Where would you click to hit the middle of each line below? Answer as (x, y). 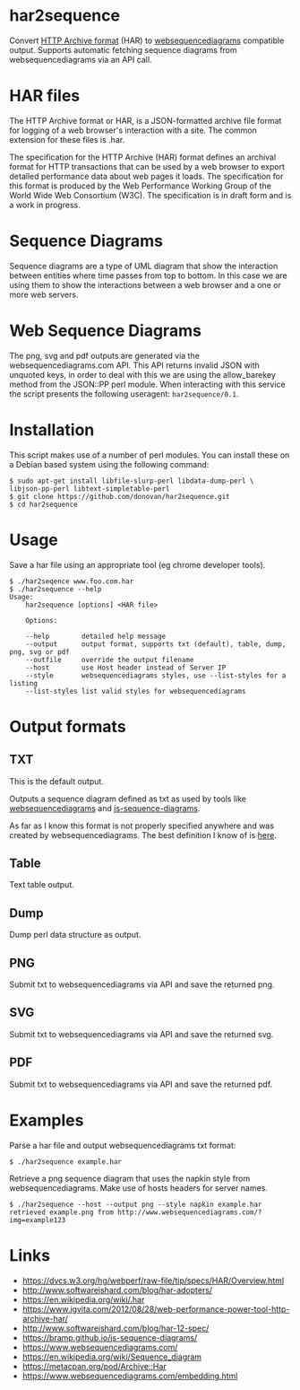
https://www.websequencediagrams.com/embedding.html (130, 1376)
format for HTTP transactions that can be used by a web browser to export (147, 166)
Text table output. (42, 885)
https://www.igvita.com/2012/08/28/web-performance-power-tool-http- (156, 1309)
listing (24, 683)
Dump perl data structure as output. (75, 935)
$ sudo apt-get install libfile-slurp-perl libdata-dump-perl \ (132, 481)
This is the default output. (57, 781)
